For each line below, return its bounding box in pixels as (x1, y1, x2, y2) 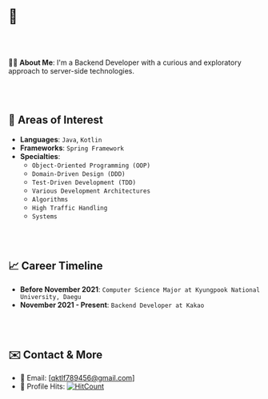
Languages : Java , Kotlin (19, 134, 102, 144)
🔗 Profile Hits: (19, 381, 66, 391)
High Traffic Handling (31, 204, 108, 212)
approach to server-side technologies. (8, 66, 134, 75)
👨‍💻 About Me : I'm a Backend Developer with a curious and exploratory (8, 58, 242, 67)
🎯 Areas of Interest (8, 114, 104, 127)
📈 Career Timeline (8, 259, 103, 273)
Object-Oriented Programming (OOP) (31, 162, 150, 170)
